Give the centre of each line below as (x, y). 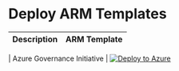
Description (35, 39)
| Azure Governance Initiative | (58, 58)
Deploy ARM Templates (88, 14)
